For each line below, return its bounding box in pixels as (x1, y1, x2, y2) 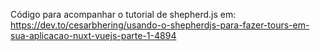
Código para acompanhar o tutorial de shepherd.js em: (10, 9, 237, 20)
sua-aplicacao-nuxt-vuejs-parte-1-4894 (10, 30, 177, 41)
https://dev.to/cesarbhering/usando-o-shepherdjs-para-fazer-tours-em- (10, 19, 310, 31)
